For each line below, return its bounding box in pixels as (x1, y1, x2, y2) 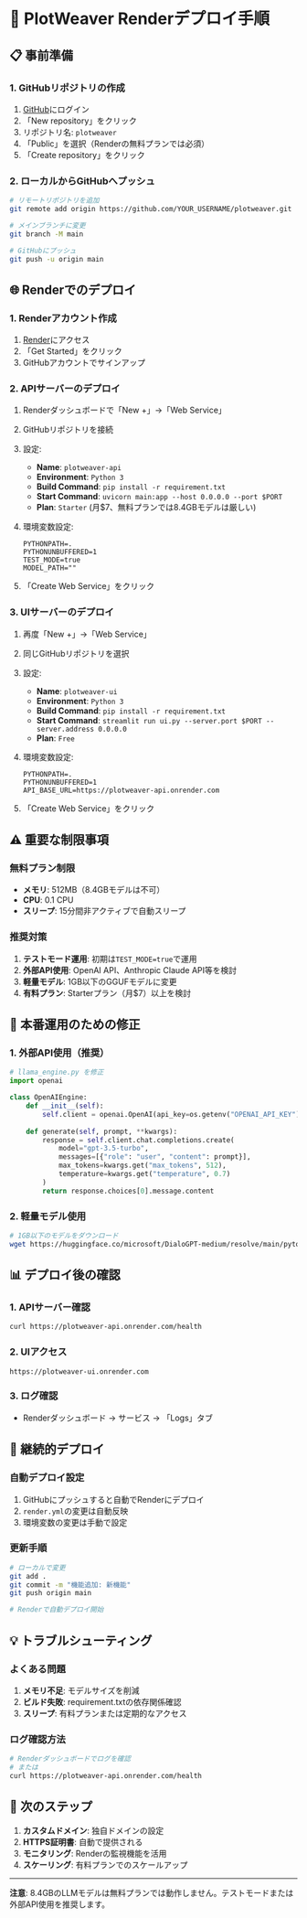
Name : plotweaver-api (36, 462, 122, 473)
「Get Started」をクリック (22, 346, 123, 357)
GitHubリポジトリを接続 (22, 424, 114, 435)
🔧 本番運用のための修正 (9, 1017, 141, 1033)
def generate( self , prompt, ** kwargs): (26, 1127, 178, 1136)
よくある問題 (9, 1662, 67, 1675)
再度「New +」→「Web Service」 (22, 628, 153, 639)
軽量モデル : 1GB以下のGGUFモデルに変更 (22, 976, 177, 987)
